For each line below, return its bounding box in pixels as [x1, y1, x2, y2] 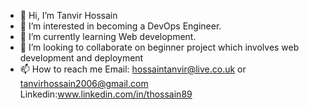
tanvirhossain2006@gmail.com [19, 78, 149, 89]
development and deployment [19, 52, 144, 64]
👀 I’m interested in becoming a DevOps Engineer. [19, 20, 222, 32]
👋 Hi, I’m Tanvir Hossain [19, 10, 118, 21]
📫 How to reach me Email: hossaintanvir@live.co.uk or [19, 63, 247, 75]
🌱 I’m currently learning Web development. [19, 31, 197, 42]
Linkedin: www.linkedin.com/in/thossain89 [19, 88, 193, 100]
